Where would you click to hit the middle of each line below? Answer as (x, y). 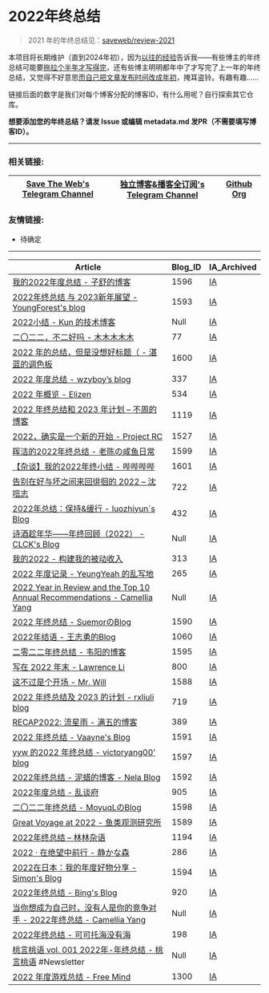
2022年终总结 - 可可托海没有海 (72, 934)
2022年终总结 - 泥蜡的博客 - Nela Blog (86, 777)
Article (88, 267)
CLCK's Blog (36, 544)
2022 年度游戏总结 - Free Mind (72, 977)
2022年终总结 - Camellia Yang (88, 919)
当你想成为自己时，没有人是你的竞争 (81, 907)
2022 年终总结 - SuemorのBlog (72, 622)
